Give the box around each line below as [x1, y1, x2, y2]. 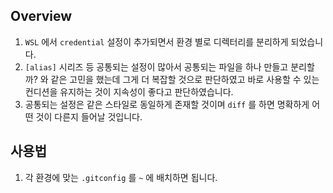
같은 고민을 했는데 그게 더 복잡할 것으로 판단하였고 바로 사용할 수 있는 [50, 73, 320, 85]
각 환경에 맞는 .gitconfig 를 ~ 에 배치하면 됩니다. [24, 171, 218, 183]
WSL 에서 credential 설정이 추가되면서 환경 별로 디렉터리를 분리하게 [24, 35, 289, 48]
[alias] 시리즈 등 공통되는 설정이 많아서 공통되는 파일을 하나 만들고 [24, 60, 289, 73]
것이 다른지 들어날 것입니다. [35, 110, 143, 123]
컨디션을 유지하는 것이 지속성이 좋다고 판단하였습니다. [24, 85, 234, 98]
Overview [10, 8, 73, 25]
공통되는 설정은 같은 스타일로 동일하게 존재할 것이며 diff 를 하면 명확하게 [24, 98, 310, 110]
